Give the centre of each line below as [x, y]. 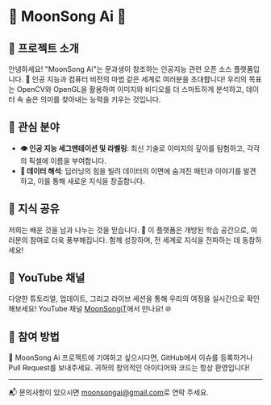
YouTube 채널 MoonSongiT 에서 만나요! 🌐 [105, 309]
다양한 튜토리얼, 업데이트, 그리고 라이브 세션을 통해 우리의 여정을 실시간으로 [127, 299]
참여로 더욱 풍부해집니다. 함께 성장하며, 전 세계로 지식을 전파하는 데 [135, 240]
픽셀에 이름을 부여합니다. [68, 161]
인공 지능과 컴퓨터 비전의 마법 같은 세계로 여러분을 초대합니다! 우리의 [140, 79]
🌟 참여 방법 [34, 337]
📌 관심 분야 [34, 127]
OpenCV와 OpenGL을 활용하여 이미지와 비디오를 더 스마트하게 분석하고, [130, 89]
